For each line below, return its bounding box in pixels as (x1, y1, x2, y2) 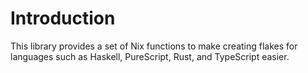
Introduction (10, 7, 116, 30)
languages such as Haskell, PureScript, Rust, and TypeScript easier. (10, 50, 290, 62)
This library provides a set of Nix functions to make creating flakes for (10, 40, 298, 52)
